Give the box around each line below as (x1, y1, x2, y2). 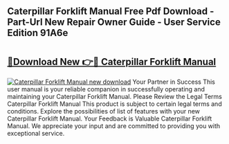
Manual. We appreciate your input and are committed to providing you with (7, 122, 221, 130)
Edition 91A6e (7, 27, 68, 39)
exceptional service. (7, 129, 65, 137)
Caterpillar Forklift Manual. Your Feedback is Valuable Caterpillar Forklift (7, 114, 212, 123)
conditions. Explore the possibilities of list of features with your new (7, 107, 201, 115)
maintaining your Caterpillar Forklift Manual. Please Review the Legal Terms (7, 93, 223, 100)
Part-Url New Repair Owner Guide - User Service (7, 17, 221, 28)
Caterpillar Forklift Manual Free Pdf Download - (7, 6, 214, 17)
